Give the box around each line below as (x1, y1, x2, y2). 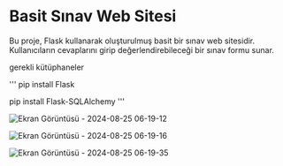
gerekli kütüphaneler (9, 62, 85, 72)
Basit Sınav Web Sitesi (9, 6, 177, 26)
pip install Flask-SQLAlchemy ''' (9, 95, 126, 107)
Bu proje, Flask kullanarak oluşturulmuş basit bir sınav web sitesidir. (9, 35, 256, 46)
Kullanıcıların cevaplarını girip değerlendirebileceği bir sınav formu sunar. (9, 44, 274, 55)
